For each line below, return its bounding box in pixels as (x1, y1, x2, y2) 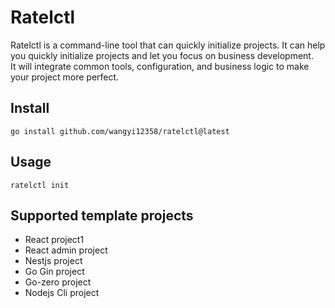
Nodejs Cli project (24, 287, 100, 299)
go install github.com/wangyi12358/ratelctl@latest (10, 126, 230, 136)
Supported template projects (10, 207, 194, 224)
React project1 (24, 234, 85, 246)
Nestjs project (24, 255, 83, 267)
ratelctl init (10, 180, 70, 190)
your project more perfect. (10, 71, 120, 83)
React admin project (24, 244, 108, 256)
